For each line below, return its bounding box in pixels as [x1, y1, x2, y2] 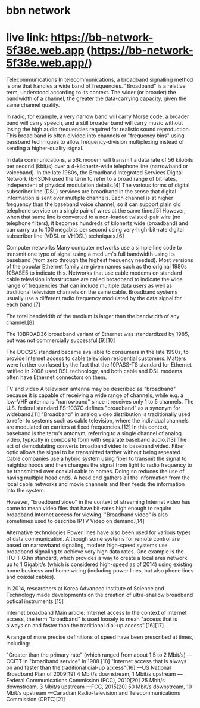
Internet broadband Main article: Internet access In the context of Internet [6, 610, 187, 617]
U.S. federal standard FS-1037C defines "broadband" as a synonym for [6, 404, 180, 412]
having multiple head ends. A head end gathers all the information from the [6, 474, 190, 481]
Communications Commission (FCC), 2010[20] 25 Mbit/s [26, 677, 165, 684]
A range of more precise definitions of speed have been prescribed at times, [6, 633, 194, 641]
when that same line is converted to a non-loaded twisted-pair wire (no [6, 213, 181, 221]
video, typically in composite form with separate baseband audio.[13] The [6, 436, 187, 444]
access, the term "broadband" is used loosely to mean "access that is [6, 615, 177, 623]
